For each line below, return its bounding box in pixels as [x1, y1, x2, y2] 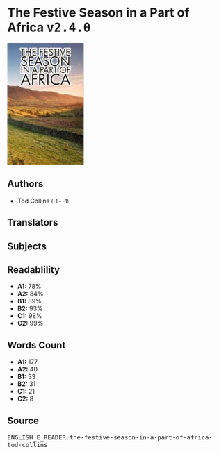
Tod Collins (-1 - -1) [17, 196, 70, 205]
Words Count [7, 339, 66, 351]
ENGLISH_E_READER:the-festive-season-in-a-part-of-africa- [7, 433, 213, 442]
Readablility [7, 264, 60, 276]
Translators [7, 217, 58, 228]
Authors [7, 178, 44, 190]
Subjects [7, 240, 47, 252]
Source [7, 414, 40, 426]
